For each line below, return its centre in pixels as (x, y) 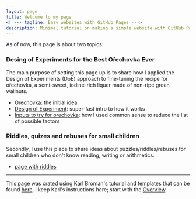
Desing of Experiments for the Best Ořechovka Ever (80, 60)
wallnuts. (17, 91)
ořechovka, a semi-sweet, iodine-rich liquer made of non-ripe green (88, 85)
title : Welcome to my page (39, 17)
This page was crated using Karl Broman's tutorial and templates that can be (98, 183)
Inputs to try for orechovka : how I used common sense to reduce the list (101, 115)
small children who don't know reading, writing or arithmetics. (80, 155)
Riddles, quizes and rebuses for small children (73, 136)
